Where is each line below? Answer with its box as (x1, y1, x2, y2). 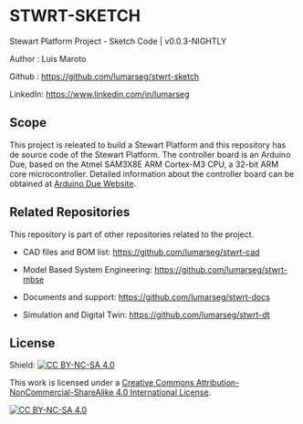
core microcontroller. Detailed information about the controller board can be (9, 168, 295, 179)
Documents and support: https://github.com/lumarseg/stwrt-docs (22, 291, 271, 302)
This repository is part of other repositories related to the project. (9, 229, 255, 240)
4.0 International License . (115, 387, 212, 398)
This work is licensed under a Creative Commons (9, 377, 194, 388)
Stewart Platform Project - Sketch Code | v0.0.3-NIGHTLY (9, 36, 227, 47)
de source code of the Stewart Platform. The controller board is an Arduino (9, 149, 291, 160)
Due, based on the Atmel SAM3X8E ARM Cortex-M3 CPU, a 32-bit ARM (9, 159, 279, 170)
